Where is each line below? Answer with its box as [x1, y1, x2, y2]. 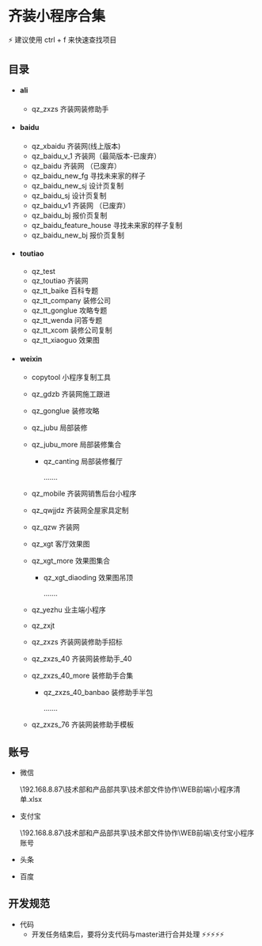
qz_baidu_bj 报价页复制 [31, 211, 108, 220]
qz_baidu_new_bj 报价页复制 [31, 230, 125, 240]
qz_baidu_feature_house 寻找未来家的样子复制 [31, 220, 183, 230]
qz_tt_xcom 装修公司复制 [31, 325, 112, 335]
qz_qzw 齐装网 [31, 522, 80, 532]
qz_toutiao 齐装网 [31, 275, 89, 285]
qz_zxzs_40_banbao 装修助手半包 [43, 688, 154, 697]
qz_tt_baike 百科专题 [31, 286, 99, 295]
